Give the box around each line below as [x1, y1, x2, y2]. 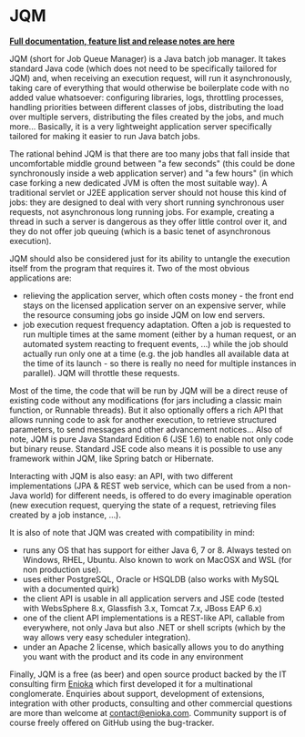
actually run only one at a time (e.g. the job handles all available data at [22, 348, 290, 359]
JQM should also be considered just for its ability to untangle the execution [9, 252, 290, 264]
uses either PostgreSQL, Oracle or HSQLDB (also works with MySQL [22, 573, 280, 584]
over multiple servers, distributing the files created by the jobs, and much [9, 111, 284, 122]
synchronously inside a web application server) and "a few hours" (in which [9, 168, 294, 179]
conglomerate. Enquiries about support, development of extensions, [9, 688, 266, 699]
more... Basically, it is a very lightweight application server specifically [9, 120, 272, 132]
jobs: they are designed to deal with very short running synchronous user [9, 197, 285, 208]
